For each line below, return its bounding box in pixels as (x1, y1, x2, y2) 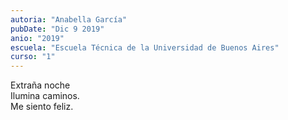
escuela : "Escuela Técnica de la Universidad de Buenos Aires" (10, 42, 280, 53)
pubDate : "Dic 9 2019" (10, 24, 105, 34)
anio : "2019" (10, 33, 65, 43)
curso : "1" (10, 52, 56, 62)
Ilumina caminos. (10, 90, 80, 102)
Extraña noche (10, 79, 71, 91)
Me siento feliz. (10, 101, 74, 113)
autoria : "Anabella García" (10, 14, 128, 25)
